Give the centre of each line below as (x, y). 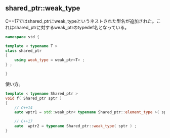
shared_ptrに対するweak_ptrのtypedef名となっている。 (72, 27)
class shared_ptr (24, 51)
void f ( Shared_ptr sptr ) (34, 98)
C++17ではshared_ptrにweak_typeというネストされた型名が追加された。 (81, 21)
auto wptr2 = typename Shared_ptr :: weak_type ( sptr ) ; (76, 126)
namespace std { (22, 37)
